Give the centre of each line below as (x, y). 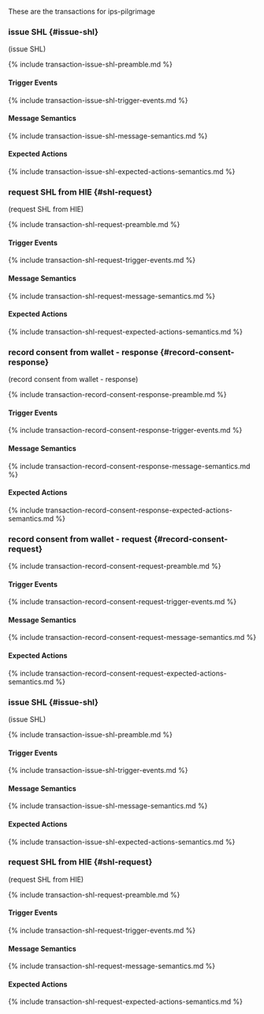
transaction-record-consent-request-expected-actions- (136, 673)
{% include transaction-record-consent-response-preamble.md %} (117, 395)
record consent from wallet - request (80, 539)
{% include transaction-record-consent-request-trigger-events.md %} (123, 602)
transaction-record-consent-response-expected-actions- (139, 510)
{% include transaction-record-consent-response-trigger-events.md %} (125, 430)
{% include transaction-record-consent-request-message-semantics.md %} (132, 638)
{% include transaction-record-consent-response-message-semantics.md (129, 466)
